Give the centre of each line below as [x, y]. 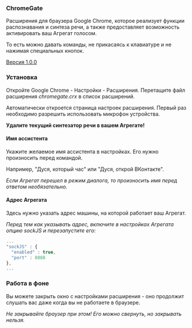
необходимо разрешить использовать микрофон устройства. [83, 114]
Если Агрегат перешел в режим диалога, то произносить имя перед [92, 180]
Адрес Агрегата [27, 200]
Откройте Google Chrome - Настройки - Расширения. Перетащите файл [96, 90]
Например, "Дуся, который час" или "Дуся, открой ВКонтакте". [85, 169]
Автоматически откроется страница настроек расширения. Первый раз [96, 108]
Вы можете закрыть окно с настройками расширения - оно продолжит [95, 296]
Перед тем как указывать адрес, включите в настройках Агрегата [90, 224]
